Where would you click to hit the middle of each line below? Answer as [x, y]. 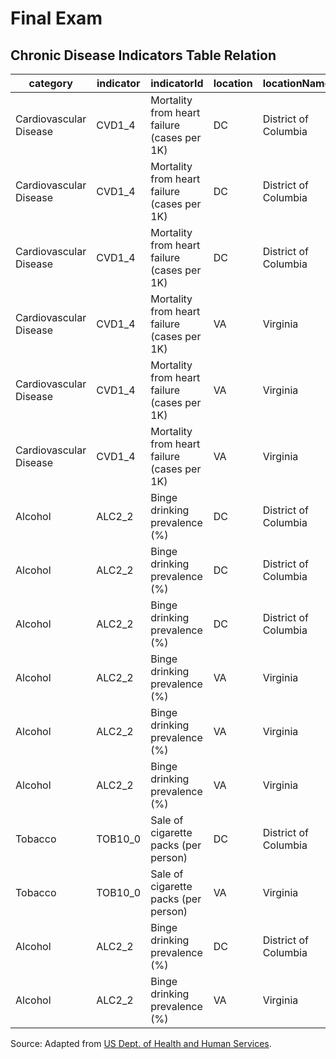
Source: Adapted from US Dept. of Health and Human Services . [141, 1043]
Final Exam [56, 18]
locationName [297, 83]
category [50, 83]
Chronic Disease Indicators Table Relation [143, 55]
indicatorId [177, 83]
